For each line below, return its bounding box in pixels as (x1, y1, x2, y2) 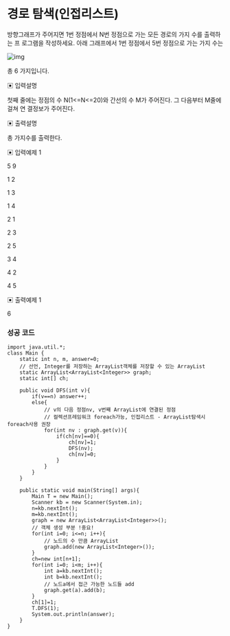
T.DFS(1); (32, 605, 60, 612)
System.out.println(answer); (32, 611, 115, 618)
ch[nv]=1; (68, 439, 97, 446)
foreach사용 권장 (7, 421, 51, 428)
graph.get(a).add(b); (43, 587, 106, 594)
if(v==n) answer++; (32, 393, 88, 400)
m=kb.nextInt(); (32, 511, 78, 518)
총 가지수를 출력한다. (7, 133, 62, 141)
